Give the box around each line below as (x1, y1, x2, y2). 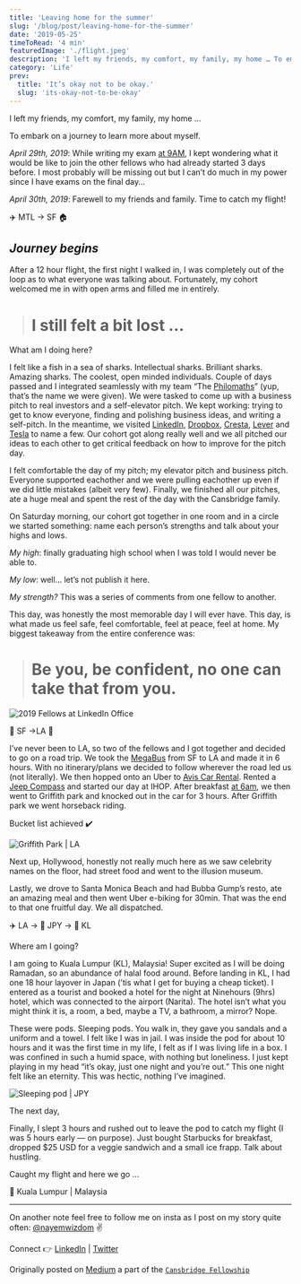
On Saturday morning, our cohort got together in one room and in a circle (9, 511, 279, 522)
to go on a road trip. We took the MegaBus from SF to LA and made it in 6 (9, 752, 280, 763)
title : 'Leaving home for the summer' (9, 13, 154, 22)
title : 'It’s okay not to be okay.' (17, 80, 154, 89)
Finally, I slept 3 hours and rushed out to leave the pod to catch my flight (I (9, 1123, 284, 1134)
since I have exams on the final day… (9, 176, 146, 187)
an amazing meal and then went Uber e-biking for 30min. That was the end (9, 893, 287, 904)
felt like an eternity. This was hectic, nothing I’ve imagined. (9, 1071, 226, 1081)
